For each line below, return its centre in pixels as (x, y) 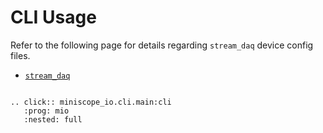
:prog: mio (46, 111)
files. (20, 55)
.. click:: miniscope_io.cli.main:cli (91, 102)
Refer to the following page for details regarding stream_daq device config (162, 45)
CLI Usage (53, 17)
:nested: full (53, 119)
